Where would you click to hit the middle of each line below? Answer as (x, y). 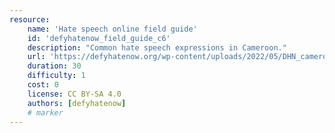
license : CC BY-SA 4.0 (74, 94)
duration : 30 (54, 66)
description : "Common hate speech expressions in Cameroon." (157, 47)
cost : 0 (43, 85)
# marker (45, 112)
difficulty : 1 (56, 76)
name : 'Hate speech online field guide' (112, 29)
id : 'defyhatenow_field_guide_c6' (99, 38)
